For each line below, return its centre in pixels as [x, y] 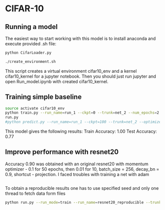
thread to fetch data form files [35, 193]
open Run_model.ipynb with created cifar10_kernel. [57, 81]
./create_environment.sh [30, 61]
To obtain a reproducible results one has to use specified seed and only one [82, 188]
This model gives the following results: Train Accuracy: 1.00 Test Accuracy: [81, 131]
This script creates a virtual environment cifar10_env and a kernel [71, 71]
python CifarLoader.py [28, 53]
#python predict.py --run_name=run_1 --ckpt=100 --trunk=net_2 [71, 122]
